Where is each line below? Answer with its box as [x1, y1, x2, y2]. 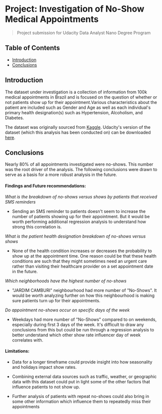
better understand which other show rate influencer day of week [12, 332, 141, 338]
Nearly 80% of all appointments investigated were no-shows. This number [5, 161, 154, 167]
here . [5, 135, 15, 140]
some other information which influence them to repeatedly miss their [12, 398, 151, 404]
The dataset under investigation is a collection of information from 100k [5, 89, 147, 95]
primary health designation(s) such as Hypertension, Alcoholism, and [5, 109, 143, 115]
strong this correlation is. [12, 224, 62, 229]
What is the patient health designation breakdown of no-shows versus [5, 233, 146, 239]
